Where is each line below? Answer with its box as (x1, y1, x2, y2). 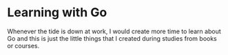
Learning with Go (7, 5, 107, 20)
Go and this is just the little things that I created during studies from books (7, 34, 217, 42)
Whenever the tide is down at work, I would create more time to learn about (7, 27, 222, 35)
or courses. (7, 41, 40, 50)
